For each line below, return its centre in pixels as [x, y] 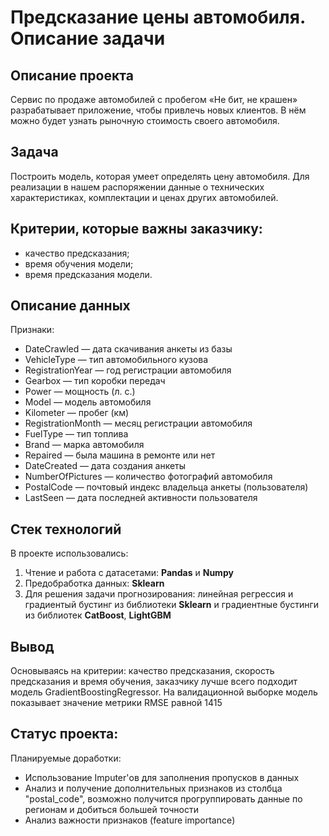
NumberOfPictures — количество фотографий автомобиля [148, 477]
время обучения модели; [79, 263]
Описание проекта [72, 75]
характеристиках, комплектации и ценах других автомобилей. [144, 197]
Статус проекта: [64, 734]
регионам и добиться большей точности [111, 809]
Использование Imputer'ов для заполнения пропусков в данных [162, 777]
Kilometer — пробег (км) [77, 413]
